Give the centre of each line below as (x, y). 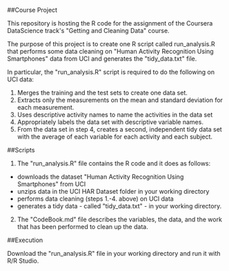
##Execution (25, 240)
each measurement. (46, 107)
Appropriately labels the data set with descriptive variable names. (110, 122)
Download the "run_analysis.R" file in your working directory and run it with (114, 253)
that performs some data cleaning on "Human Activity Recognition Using (110, 51)
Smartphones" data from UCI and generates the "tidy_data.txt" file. (102, 59)
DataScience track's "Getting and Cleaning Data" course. (89, 31)
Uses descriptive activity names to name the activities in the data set (115, 114)
